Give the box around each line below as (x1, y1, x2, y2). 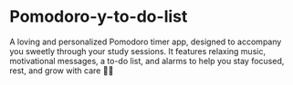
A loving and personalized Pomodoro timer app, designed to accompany (9, 36, 282, 47)
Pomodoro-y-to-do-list (9, 6, 188, 27)
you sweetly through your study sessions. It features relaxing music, (9, 45, 267, 56)
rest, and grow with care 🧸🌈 (9, 65, 114, 76)
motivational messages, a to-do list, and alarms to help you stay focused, (9, 55, 285, 66)
